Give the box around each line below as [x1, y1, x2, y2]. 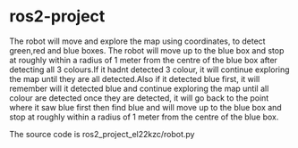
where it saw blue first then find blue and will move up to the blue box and [9, 102, 282, 112]
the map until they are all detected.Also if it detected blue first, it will [9, 73, 260, 84]
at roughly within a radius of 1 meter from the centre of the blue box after [9, 54, 277, 65]
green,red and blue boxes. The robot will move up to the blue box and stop [9, 45, 285, 55]
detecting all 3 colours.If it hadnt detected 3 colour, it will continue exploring [9, 64, 290, 75]
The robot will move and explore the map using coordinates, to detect [9, 36, 266, 46]
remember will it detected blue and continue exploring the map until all [9, 83, 269, 94]
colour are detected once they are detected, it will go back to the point [9, 92, 269, 103]
